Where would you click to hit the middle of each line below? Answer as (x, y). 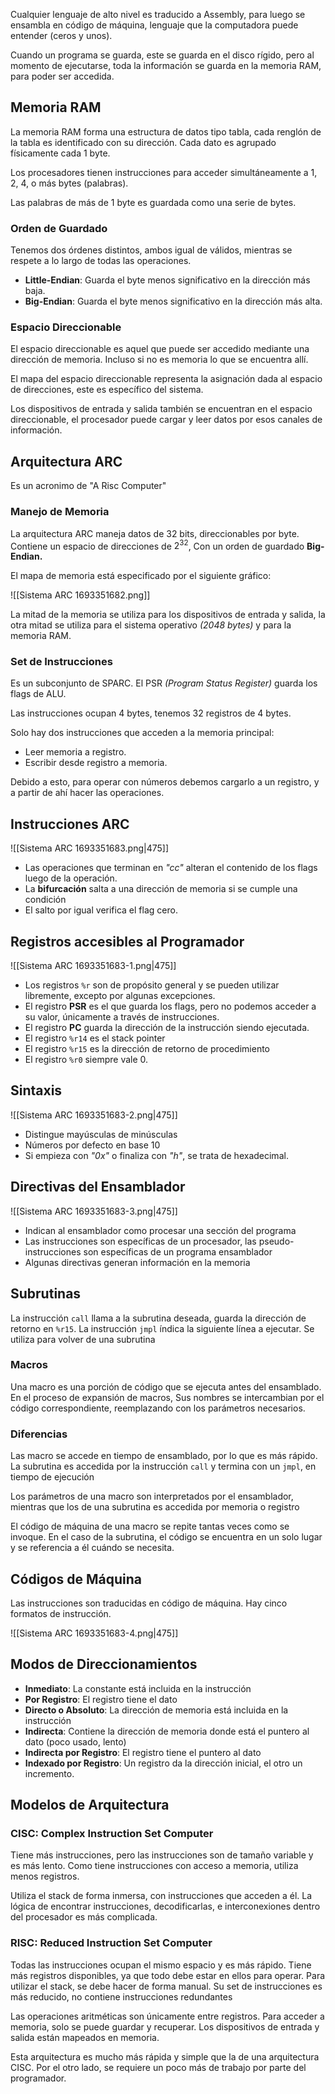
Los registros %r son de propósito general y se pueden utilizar (152, 985)
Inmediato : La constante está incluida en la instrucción (138, 1688)
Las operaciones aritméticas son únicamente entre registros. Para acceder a (167, 2016)
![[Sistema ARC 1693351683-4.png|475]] (94, 1633)
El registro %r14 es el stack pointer (95, 1038)
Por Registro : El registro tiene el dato (101, 1699)
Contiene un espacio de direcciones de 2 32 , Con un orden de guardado (157, 545)
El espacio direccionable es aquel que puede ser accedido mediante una (160, 349)
